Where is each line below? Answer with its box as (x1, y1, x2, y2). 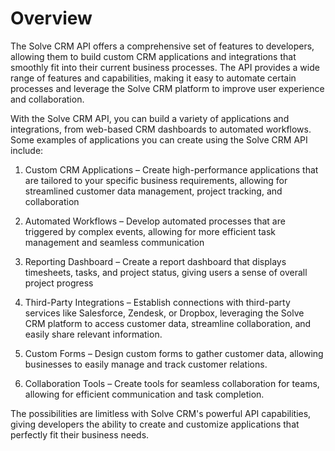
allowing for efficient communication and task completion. (24, 388, 265, 400)
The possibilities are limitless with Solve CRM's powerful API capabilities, (10, 407, 312, 419)
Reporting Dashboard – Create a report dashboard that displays (24, 255, 287, 267)
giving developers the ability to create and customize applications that (10, 418, 300, 430)
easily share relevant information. (24, 328, 163, 340)
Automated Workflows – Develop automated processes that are (24, 215, 286, 227)
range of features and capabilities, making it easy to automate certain (10, 72, 297, 84)
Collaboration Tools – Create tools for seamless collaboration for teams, (24, 377, 320, 389)
